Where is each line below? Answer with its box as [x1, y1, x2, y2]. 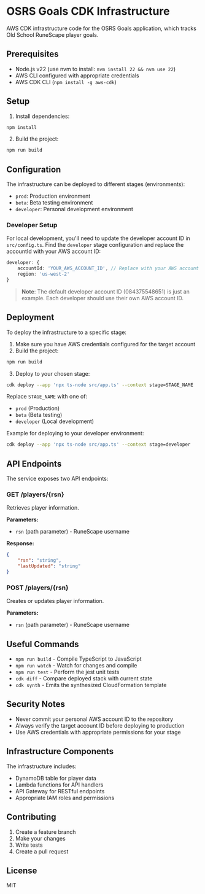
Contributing [6, 812, 56, 822]
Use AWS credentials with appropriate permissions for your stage [15, 728, 181, 736]
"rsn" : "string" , [17, 558, 62, 564]
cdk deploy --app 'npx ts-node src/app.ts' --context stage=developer [6, 441, 191, 448]
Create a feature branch [15, 828, 76, 836]
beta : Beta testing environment [15, 199, 93, 206]
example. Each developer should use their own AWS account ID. [21, 294, 184, 301]
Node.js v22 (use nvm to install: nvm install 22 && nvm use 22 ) [15, 65, 176, 72]
